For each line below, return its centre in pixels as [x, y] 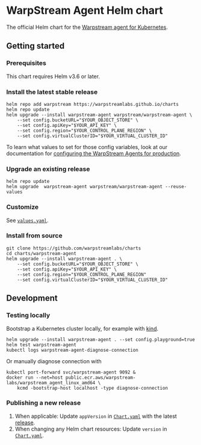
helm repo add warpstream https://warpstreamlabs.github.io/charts [93, 104]
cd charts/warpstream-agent [42, 253]
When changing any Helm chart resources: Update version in [91, 429]
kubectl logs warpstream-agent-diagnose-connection [72, 350]
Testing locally [28, 315]
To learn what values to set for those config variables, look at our [87, 147]
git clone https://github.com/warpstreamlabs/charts [74, 248]
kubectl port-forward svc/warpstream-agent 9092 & [71, 372]
